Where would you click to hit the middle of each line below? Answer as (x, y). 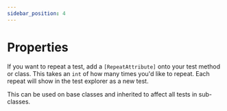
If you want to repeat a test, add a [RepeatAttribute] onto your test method (114, 66)
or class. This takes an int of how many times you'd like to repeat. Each (109, 73)
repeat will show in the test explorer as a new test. (78, 81)
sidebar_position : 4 (37, 13)
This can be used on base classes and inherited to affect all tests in (102, 94)
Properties (38, 47)
